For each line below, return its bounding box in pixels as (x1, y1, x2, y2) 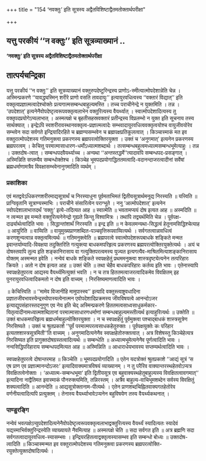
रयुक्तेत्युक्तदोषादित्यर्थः (6, 447, 49, 455)
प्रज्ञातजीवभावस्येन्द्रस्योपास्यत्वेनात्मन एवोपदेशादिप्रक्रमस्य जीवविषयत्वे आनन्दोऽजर (6, 294, 158, 302)
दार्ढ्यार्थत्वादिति (6, 220, 35, 227)
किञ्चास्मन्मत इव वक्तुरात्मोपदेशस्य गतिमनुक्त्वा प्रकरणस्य (26, 440, 134, 448)
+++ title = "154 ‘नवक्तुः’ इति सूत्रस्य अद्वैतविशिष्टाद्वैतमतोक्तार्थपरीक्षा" (6, 6, 146, 13)
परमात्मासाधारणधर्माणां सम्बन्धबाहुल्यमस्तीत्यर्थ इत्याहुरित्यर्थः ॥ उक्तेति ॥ (59, 308, 195, 316)
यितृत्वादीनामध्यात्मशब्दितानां (6, 308, 59, 316)
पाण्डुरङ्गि (6, 406, 29, 414)
